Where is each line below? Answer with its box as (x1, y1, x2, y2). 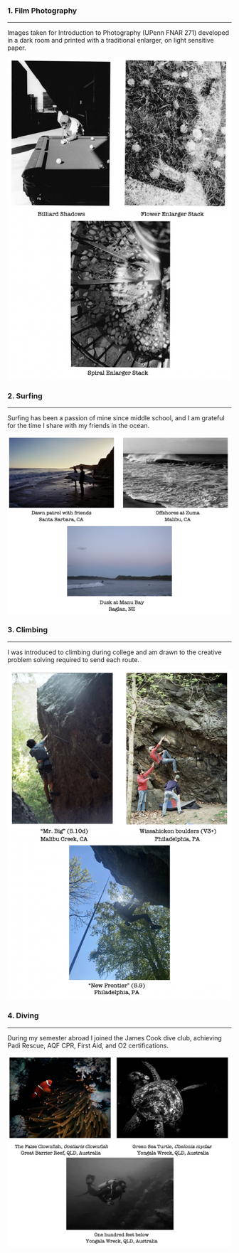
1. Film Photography (7, 6, 78, 16)
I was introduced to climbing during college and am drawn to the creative (7, 648, 222, 656)
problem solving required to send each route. (7, 655, 140, 663)
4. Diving (7, 1011, 39, 1020)
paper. (7, 43, 26, 52)
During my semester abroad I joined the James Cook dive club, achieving (7, 1033, 222, 1042)
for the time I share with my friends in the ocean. (7, 422, 150, 430)
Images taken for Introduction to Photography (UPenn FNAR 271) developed (7, 28, 230, 37)
